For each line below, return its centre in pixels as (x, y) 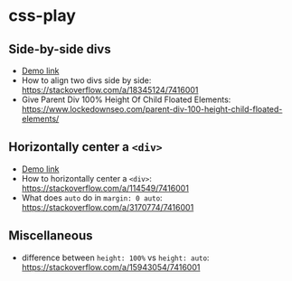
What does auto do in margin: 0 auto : (92, 197)
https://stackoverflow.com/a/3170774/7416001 (108, 207)
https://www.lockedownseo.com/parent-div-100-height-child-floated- (152, 109)
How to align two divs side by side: (86, 80)
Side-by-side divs (60, 49)
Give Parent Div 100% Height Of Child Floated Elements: (126, 99)
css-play (42, 16)
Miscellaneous (51, 236)
